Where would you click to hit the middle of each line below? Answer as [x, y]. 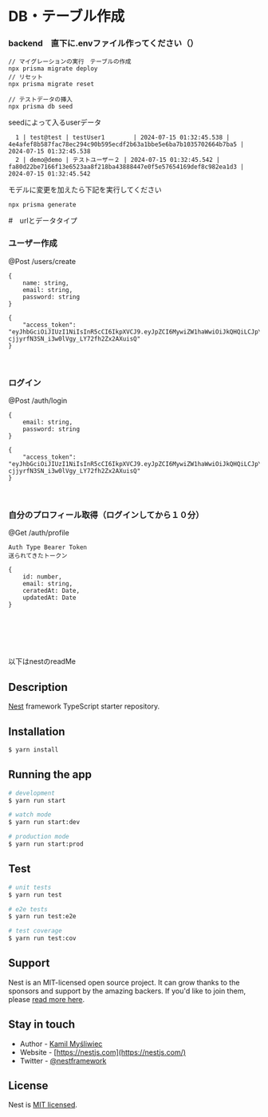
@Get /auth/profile [39, 533]
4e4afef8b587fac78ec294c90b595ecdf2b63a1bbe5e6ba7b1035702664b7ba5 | [126, 144]
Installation [37, 731]
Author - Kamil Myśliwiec [61, 1044]
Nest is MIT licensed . [43, 1105]
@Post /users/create [42, 261]
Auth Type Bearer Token [48, 547]
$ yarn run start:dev [44, 823]
